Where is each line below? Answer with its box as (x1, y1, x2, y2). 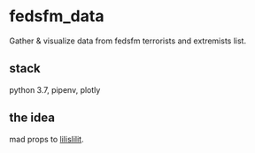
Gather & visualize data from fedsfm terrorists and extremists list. (9, 35, 246, 46)
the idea (9, 111, 56, 126)
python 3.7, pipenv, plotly (9, 84, 101, 95)
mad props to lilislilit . (9, 134, 84, 144)
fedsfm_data (9, 6, 104, 27)
